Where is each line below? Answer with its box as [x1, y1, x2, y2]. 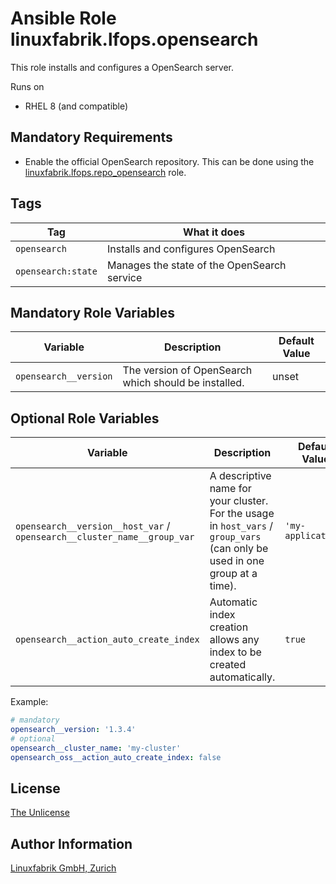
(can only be [209, 542, 269, 556]
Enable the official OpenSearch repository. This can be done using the [24, 155, 315, 167]
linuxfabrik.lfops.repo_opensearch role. [24, 166, 187, 178]
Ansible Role [10, 7, 117, 30]
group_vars [209, 532, 262, 543]
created [209, 658, 247, 672]
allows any [209, 633, 260, 647]
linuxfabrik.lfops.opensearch [10, 28, 259, 51]
